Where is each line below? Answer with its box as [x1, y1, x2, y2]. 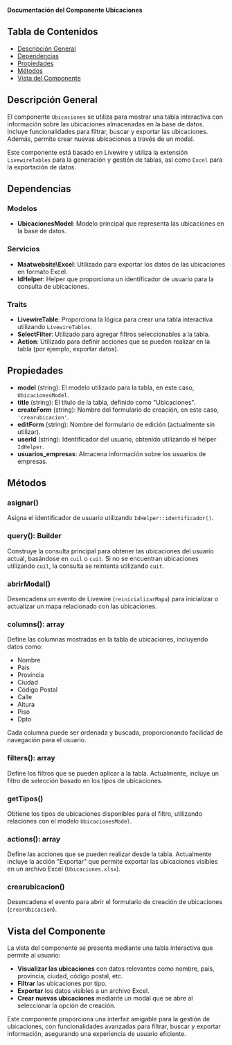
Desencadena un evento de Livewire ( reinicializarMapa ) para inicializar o [7, 595, 219, 603]
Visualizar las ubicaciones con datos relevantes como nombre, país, [17, 964, 215, 973]
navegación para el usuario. [7, 736, 87, 744]
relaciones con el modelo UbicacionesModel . [7, 817, 132, 825]
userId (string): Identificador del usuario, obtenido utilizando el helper [17, 435, 217, 443]
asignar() [7, 498, 39, 508]
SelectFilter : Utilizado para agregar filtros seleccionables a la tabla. [17, 330, 210, 338]
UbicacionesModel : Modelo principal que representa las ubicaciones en [17, 219, 224, 228]
